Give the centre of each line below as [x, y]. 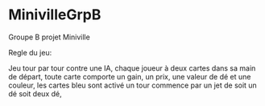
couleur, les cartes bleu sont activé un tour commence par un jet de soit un [133, 85]
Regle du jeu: [30, 52]
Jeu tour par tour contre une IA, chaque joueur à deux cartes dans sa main [132, 68]
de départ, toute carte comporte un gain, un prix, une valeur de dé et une [130, 76]
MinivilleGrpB [55, 15]
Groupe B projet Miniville [49, 37]
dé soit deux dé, [35, 93]
